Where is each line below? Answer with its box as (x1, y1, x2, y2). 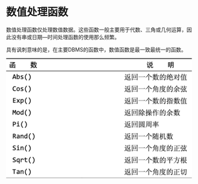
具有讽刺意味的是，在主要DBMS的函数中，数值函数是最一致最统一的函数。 (6, 46, 187, 53)
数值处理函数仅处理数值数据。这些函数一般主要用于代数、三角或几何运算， (6, 26, 187, 33)
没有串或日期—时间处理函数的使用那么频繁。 (11, 33, 120, 40)
